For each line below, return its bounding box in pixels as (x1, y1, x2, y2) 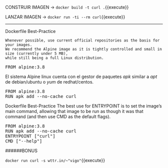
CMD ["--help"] (5, 138, 42, 144)
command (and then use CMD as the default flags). (5, 113, 111, 119)
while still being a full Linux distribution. (5, 55, 104, 60)
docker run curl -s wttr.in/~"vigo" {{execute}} (5, 157, 105, 163)
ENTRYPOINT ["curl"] (5, 133, 56, 139)
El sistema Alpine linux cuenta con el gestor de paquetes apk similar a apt (5, 73, 157, 79)
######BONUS (5, 147, 38, 153)
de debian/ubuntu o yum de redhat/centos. (5, 79, 94, 84)
